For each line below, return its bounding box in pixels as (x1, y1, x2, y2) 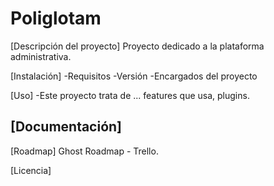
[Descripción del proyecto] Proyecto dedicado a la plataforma (10, 40, 265, 52)
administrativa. (10, 50, 72, 62)
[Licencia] (10, 164, 52, 176)
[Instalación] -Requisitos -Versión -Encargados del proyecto (10, 70, 258, 82)
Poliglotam (10, 7, 102, 30)
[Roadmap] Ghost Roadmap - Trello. (10, 145, 159, 157)
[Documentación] (10, 118, 123, 136)
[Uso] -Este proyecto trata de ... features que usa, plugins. (10, 89, 250, 101)
